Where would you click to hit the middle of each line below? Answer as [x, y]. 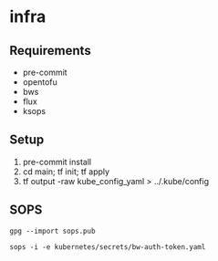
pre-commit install [57, 162]
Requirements [50, 51]
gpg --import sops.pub [52, 231]
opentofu [40, 82]
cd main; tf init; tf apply [66, 172]
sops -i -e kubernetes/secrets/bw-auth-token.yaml [108, 247]
